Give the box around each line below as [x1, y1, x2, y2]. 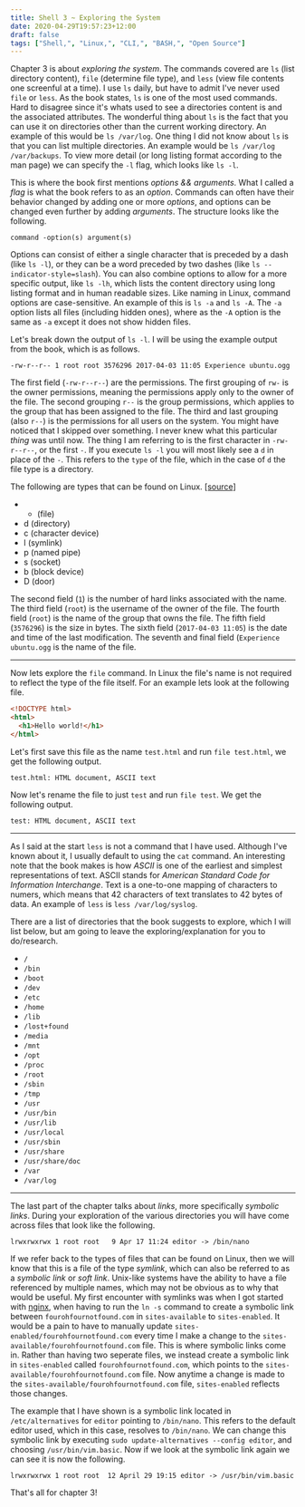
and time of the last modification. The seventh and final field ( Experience [10, 632, 280, 643]
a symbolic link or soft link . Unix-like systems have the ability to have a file [10, 1272, 288, 1283]
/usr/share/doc [23, 1156, 81, 1165]
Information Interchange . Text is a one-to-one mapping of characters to [10, 879, 278, 890]
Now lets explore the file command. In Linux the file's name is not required [10, 668, 292, 679]
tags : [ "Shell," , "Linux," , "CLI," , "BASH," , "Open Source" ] [10, 38, 246, 48]
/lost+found [23, 1021, 69, 1031]
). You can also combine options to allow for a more [95, 268, 288, 279]
